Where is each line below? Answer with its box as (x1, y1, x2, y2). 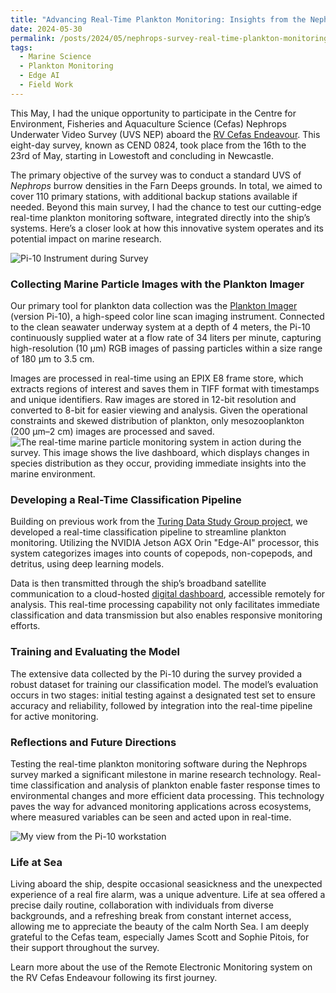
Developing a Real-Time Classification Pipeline (10, 492, 242, 506)
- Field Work (19, 80, 74, 90)
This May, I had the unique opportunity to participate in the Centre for (10, 107, 297, 119)
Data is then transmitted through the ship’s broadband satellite (10, 577, 267, 590)
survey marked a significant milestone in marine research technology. (10, 768, 298, 780)
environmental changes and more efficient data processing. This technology (10, 789, 325, 801)
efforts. (10, 620, 41, 632)
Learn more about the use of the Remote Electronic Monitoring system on (10, 961, 313, 973)
